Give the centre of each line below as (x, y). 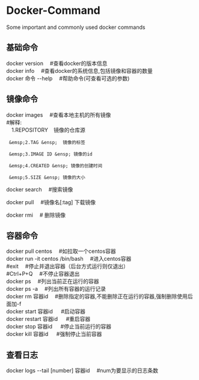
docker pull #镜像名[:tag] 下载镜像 (51, 202)
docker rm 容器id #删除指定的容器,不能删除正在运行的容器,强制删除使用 (97, 296)
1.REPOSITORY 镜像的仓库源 (48, 129)
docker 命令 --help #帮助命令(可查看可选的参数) (68, 78)
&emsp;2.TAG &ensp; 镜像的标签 (47, 142)
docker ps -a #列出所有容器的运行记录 (56, 289)
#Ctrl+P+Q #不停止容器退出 (43, 274)
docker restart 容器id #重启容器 (48, 319)
